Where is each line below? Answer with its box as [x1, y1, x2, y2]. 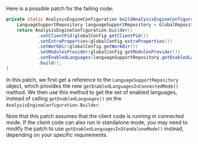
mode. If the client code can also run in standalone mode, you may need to [6, 119, 188, 126]
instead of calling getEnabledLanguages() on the [6, 95, 122, 102]
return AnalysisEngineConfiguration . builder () [16, 27, 133, 33]
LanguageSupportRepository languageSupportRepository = [16, 22, 157, 28]
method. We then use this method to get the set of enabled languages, [6, 88, 178, 96]
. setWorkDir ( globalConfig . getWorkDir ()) [37, 43, 138, 49]
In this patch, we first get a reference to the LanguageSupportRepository [6, 76, 179, 83]
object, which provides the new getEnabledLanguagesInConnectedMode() [6, 82, 179, 89]
